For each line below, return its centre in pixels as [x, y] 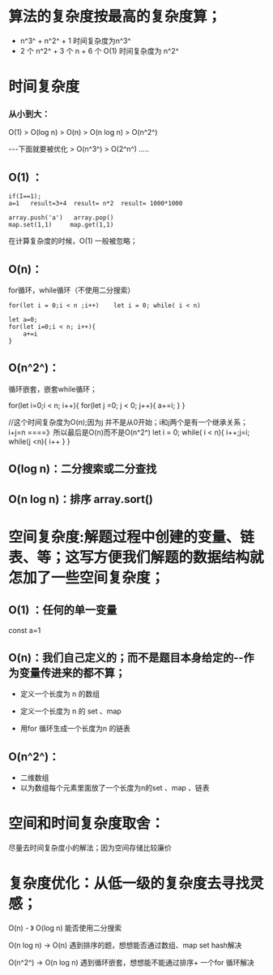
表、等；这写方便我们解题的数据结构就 [136, 557]
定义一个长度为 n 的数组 [60, 694]
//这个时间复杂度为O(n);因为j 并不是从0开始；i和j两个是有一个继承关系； [128, 422]
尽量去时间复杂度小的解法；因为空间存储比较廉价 [90, 848]
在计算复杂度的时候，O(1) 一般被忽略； [73, 241]
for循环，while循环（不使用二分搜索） [72, 290]
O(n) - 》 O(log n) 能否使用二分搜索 [65, 928]
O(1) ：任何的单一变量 [63, 610]
